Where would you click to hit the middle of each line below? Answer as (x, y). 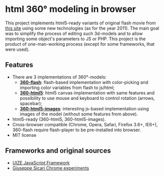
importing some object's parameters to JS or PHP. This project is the (75, 39)
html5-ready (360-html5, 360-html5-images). (59, 119)
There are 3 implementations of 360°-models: (59, 77)
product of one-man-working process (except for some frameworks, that (80, 44)
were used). (17, 49)
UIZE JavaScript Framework (41, 163)
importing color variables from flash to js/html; (67, 88)
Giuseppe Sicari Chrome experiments (51, 168)
